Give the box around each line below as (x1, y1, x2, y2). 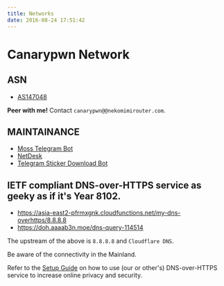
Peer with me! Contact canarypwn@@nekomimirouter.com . (7, 106, 166, 115)
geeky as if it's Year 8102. (7, 190, 121, 202)
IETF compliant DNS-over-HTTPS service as (7, 179, 202, 191)
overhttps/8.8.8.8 (17, 216, 67, 224)
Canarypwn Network (7, 47, 130, 62)
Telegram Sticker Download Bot (17, 159, 108, 167)
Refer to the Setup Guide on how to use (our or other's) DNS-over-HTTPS (7, 264, 218, 272)
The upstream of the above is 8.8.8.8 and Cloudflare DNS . (7, 237, 175, 245)
